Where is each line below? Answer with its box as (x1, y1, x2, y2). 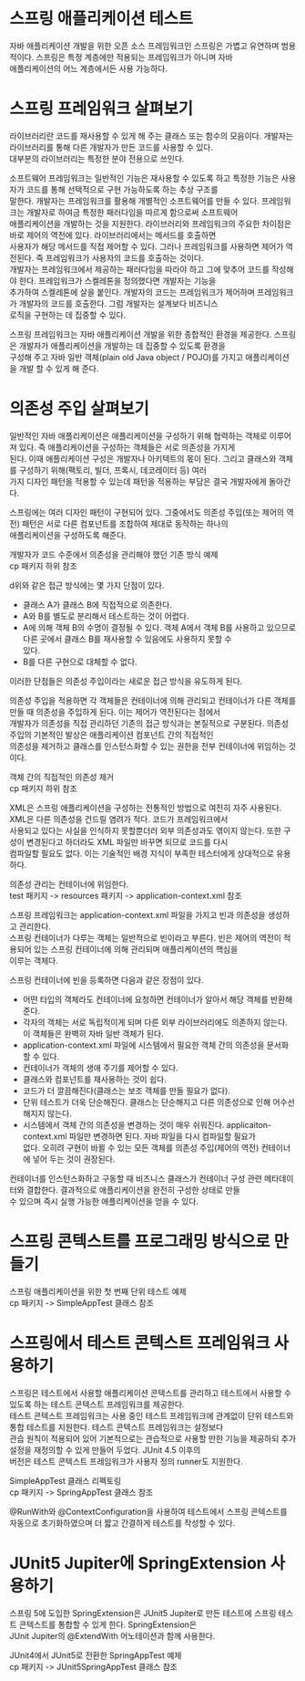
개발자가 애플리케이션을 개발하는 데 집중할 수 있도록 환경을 (18, 339, 226, 351)
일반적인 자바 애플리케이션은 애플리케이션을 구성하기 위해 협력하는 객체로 (9, 430, 268, 441)
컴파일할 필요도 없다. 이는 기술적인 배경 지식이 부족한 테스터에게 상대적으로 (9, 848, 275, 859)
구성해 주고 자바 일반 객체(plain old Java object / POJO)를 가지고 (9, 351, 244, 362)
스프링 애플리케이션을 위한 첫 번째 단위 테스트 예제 (9, 1286, 187, 1297)
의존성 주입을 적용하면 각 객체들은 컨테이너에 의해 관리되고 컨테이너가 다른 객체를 (9, 694, 297, 705)
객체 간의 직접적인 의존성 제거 (9, 771, 115, 782)
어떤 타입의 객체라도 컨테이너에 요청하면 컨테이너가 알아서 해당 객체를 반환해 (22, 994, 293, 1005)
